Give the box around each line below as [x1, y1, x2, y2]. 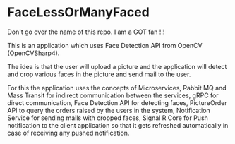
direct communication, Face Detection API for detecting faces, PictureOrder [7, 98, 227, 107]
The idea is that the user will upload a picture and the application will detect [7, 62, 227, 71]
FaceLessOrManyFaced [7, 4, 150, 20]
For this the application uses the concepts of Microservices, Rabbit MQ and [7, 83, 227, 92]
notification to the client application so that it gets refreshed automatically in [7, 121, 229, 129]
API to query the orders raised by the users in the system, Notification [7, 106, 210, 114]
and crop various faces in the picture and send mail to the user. [7, 70, 191, 78]
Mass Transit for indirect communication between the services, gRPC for [7, 91, 219, 100]
